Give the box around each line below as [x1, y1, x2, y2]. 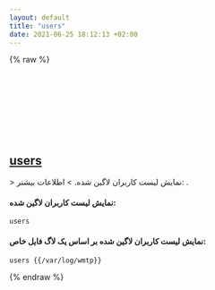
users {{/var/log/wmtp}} [9, 256, 102, 265]
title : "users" [9, 21, 66, 30]
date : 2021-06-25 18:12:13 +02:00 [9, 30, 139, 38]
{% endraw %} [9, 271, 64, 282]
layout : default [9, 13, 70, 22]
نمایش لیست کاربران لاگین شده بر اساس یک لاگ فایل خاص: [9, 235, 206, 246]
